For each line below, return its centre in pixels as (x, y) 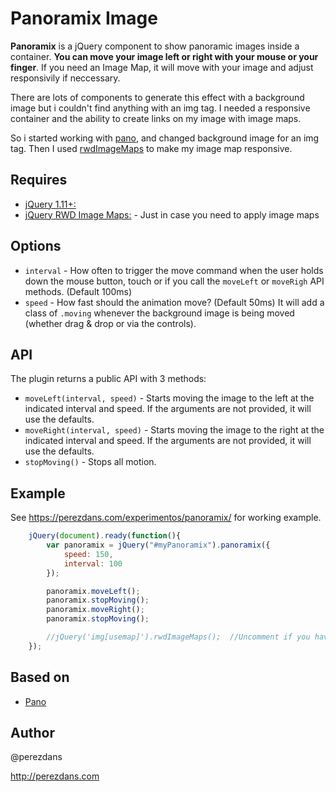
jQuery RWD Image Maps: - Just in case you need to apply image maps (172, 214)
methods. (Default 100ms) (78, 291)
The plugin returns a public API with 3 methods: (108, 379)
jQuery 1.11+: (50, 204)
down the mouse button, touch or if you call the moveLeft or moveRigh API (174, 281)
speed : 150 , (88, 554)
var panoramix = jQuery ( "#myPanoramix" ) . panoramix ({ (158, 545)
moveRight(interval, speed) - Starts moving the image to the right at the (174, 430)
